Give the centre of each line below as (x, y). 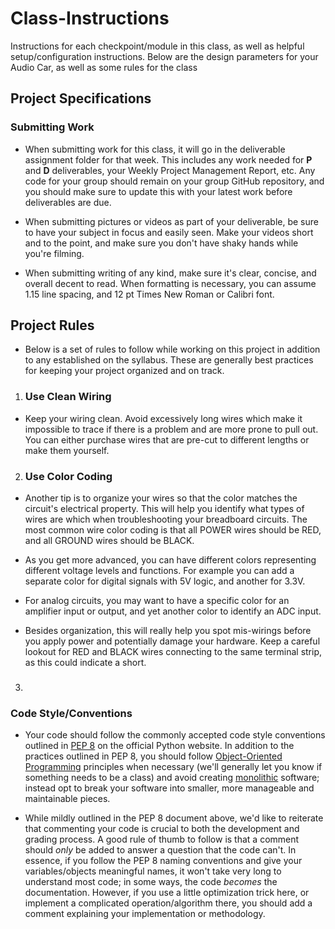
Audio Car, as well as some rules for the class (104, 67)
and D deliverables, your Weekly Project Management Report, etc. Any (170, 170)
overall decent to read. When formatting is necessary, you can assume (170, 283)
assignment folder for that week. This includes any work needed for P (168, 159)
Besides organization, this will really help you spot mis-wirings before (168, 631)
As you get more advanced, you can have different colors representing (170, 560)
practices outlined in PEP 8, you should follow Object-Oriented (153, 756)
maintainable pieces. (67, 799)
